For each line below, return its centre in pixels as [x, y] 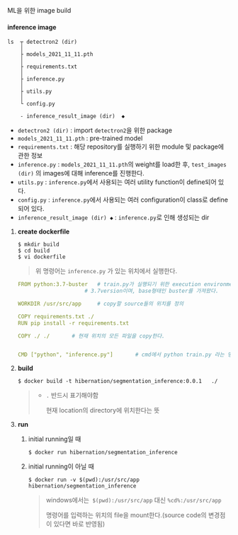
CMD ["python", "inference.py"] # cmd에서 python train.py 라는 [121, 355]
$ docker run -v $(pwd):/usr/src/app [84, 480]
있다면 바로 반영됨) [79, 524]
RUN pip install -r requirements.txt [73, 323]
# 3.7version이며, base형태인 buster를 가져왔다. [152, 291]
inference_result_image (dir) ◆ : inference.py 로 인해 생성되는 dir [113, 217]
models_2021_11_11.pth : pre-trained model [80, 138]
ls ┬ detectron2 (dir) [42, 42]
